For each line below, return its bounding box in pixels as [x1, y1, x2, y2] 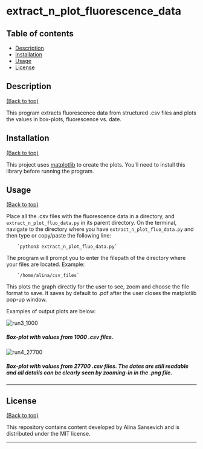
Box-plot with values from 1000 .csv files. [6, 333, 114, 341]
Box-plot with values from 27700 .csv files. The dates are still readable [6, 362, 189, 370]
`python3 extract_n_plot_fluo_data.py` [17, 244, 118, 250]
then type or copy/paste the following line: [6, 232, 112, 239]
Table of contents [6, 28, 74, 39]
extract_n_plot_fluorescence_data [6, 4, 182, 18]
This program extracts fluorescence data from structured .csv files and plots [6, 109, 196, 116]
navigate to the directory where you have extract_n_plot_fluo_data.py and [6, 225, 195, 233]
